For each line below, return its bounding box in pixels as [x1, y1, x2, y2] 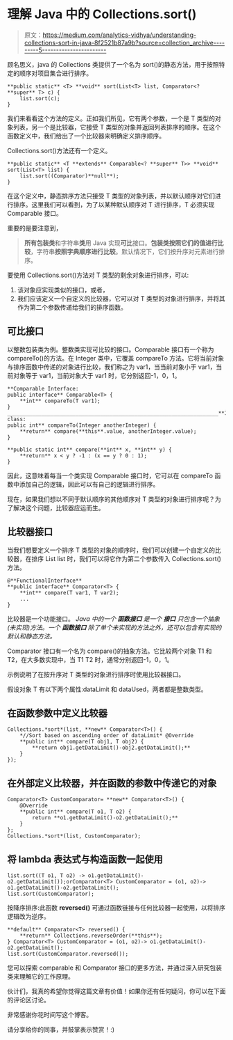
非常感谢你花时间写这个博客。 [7, 1011, 92, 1018]
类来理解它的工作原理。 [7, 972, 74, 980]
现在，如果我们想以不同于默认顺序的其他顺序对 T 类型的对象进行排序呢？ [7, 495, 215, 503]
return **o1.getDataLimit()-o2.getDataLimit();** [32, 814, 178, 821]
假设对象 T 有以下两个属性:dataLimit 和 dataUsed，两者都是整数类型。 [7, 685, 207, 693]
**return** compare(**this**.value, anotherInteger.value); [19, 427, 197, 435]
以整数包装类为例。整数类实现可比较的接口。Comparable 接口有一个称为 [7, 345, 214, 354]
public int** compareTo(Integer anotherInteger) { [7, 422, 157, 429]
